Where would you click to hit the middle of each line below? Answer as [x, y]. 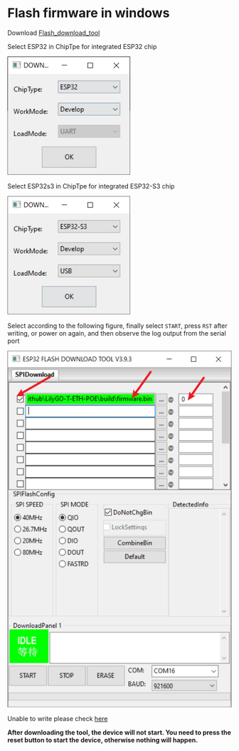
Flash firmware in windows [89, 13]
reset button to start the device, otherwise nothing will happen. [103, 740]
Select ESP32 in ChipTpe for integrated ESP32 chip [82, 46]
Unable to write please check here [58, 719]
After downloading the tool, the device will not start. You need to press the [119, 733]
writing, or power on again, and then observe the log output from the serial [117, 333]
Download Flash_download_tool [54, 33]
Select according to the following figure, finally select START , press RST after [117, 326]
